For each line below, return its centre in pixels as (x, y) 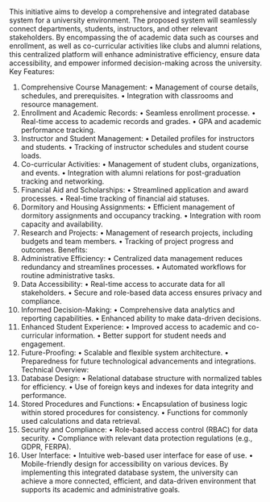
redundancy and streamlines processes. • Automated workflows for (133, 267)
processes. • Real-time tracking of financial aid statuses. (115, 198)
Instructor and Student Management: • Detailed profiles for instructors (137, 139)
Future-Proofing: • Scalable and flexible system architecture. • (125, 353)
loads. (31, 156)
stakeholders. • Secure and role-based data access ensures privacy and (141, 292)
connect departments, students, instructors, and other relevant (114, 29)
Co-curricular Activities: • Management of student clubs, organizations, (140, 164)
